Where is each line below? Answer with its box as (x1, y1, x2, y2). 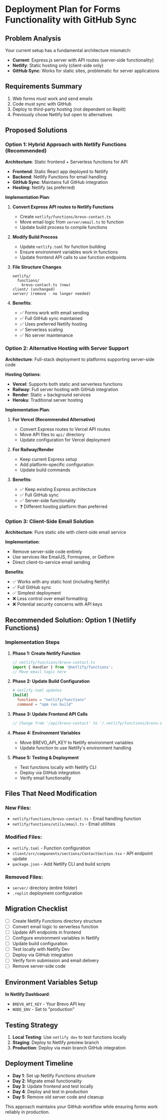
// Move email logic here (12, 669, 66, 674)
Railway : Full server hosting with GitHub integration (12, 386, 119, 392)
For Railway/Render (12, 446, 54, 452)
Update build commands (19, 467, 71, 473)
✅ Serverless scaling (19, 327, 63, 333)
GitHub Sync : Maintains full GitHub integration (12, 179, 108, 185)
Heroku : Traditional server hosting (12, 397, 83, 403)
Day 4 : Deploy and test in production (12, 1088, 88, 1094)
